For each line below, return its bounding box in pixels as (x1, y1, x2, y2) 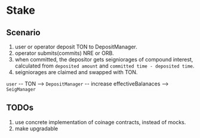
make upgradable (14, 125, 59, 132)
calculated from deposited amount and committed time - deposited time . (14, 62, 195, 69)
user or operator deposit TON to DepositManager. (14, 43, 137, 50)
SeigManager (6, 87, 36, 93)
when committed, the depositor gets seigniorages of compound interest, (14, 56, 193, 63)
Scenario (6, 27, 41, 38)
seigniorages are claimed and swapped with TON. (14, 69, 138, 75)
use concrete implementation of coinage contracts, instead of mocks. (14, 118, 186, 125)
